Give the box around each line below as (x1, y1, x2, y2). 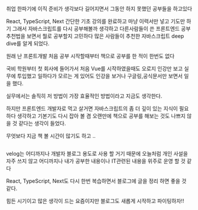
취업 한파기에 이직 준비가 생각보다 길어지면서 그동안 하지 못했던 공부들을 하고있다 (6, 5, 193, 12)
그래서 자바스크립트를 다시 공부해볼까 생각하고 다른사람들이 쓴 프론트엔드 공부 (12, 25, 191, 32)
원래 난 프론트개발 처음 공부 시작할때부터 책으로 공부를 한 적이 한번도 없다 (6, 53, 175, 59)
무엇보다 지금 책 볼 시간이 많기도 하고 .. (6, 133, 96, 139)
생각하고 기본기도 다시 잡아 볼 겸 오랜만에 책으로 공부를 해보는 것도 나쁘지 (17, 112, 186, 119)
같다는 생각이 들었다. (18, 120, 66, 127)
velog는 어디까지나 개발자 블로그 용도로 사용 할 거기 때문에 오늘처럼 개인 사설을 (6, 150, 188, 157)
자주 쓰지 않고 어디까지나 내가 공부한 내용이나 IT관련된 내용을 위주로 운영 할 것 (6, 157, 186, 164)
